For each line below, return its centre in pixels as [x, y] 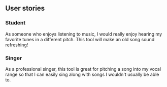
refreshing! [17, 45]
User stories [25, 8]
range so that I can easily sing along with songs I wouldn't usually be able [82, 74]
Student [15, 23]
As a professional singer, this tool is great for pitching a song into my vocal [83, 69]
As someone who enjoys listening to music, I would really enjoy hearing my [84, 34]
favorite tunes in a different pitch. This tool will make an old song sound [80, 39]
